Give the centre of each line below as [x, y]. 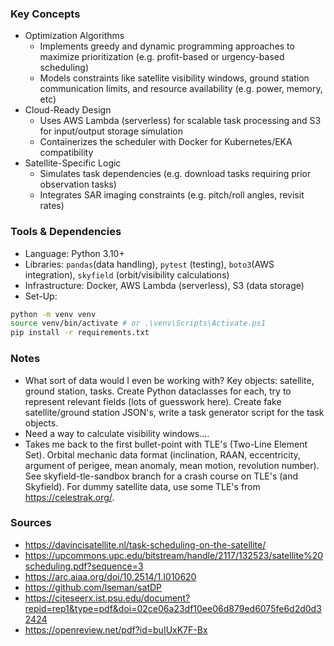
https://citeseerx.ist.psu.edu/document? [107, 598]
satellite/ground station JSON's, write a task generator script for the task [174, 412]
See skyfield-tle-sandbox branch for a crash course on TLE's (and [161, 476]
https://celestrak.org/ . [69, 497]
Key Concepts [45, 14]
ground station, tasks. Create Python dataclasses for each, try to [158, 391]
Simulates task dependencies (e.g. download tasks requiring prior [175, 174]
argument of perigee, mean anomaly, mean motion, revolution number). [172, 465]
